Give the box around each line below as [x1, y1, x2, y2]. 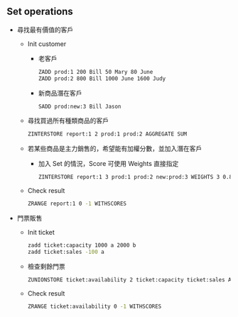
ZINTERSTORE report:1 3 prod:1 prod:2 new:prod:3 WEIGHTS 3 [38, 174, 220, 181]
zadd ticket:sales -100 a [27, 248, 104, 255]
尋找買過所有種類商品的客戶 [27, 116, 109, 125]
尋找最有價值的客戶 [16, 25, 74, 34]
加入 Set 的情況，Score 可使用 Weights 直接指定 [38, 160, 179, 168]
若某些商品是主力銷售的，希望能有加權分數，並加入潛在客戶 [27, 145, 202, 153]
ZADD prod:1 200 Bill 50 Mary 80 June [38, 68, 153, 75]
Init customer [27, 39, 67, 48]
